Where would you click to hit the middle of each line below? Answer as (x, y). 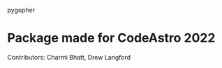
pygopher (21, 10)
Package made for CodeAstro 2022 (111, 38)
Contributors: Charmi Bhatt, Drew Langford (69, 57)
